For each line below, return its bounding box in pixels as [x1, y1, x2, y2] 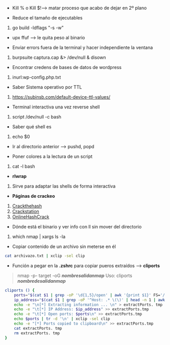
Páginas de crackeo [12, 193, 55, 199]
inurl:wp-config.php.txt [12, 74, 61, 80]
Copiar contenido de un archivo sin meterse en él [12, 243, 116, 249]
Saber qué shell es [12, 124, 52, 130]
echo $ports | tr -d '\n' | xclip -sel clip [14, 316, 110, 321]
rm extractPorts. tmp [14, 330, 60, 336]
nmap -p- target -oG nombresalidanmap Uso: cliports [17, 272, 132, 279]
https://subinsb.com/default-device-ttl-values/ [12, 94, 111, 100]
